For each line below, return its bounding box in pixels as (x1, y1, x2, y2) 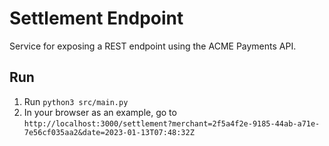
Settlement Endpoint (9, 7, 184, 30)
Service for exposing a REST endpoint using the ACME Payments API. (9, 40, 297, 52)
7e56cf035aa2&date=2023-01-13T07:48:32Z (23, 127, 195, 137)
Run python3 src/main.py (23, 95, 129, 107)
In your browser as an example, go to (23, 106, 177, 118)
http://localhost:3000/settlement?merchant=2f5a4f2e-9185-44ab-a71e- (23, 118, 321, 129)
